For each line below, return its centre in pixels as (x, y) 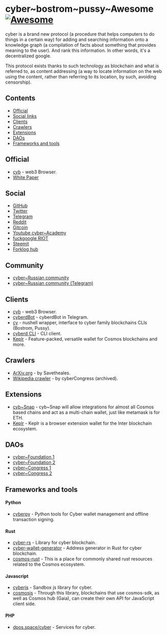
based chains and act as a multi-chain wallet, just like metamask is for (86, 412)
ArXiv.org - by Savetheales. (41, 373)
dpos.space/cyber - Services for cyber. (54, 627)
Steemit (21, 244)
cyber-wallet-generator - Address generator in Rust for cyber (77, 548)
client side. (24, 604)
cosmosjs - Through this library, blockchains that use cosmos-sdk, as (86, 593)
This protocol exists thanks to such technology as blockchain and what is (82, 66)
